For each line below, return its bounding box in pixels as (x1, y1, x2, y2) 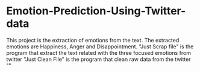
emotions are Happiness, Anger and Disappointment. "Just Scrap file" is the (6, 43, 194, 50)
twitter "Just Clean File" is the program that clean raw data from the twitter (6, 55, 191, 63)
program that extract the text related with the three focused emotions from (6, 49, 192, 56)
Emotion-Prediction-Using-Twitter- (6, 4, 186, 18)
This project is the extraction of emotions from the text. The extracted (6, 36, 180, 44)
